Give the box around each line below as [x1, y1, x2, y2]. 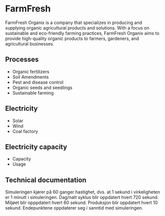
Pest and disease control [12, 79, 64, 85]
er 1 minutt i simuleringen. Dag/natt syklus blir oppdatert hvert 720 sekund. [5, 194, 159, 200]
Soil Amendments [12, 73, 49, 80]
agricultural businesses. [5, 40, 54, 46]
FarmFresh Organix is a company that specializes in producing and [5, 19, 142, 25]
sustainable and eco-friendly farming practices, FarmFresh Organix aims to [5, 30, 160, 36]
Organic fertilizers [12, 68, 50, 74]
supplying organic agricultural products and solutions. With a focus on [5, 24, 150, 30]
